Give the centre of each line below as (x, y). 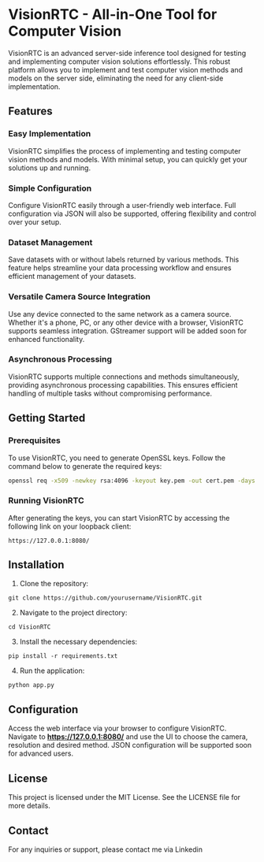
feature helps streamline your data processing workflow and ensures (120, 268)
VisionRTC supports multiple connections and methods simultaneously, (124, 377)
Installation (36, 565)
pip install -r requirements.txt (63, 656)
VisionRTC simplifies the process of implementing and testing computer (125, 150)
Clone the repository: (54, 584)
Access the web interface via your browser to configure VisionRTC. (117, 728)
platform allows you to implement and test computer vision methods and (125, 69)
